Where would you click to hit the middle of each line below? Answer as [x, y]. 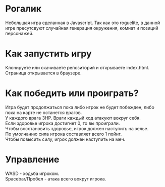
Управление [32, 159]
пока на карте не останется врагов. [44, 112]
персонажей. [19, 33]
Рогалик [23, 9]
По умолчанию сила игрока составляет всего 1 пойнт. [64, 134]
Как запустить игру [48, 54]
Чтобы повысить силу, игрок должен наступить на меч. [65, 139]
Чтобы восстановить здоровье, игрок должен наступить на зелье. [77, 128]
